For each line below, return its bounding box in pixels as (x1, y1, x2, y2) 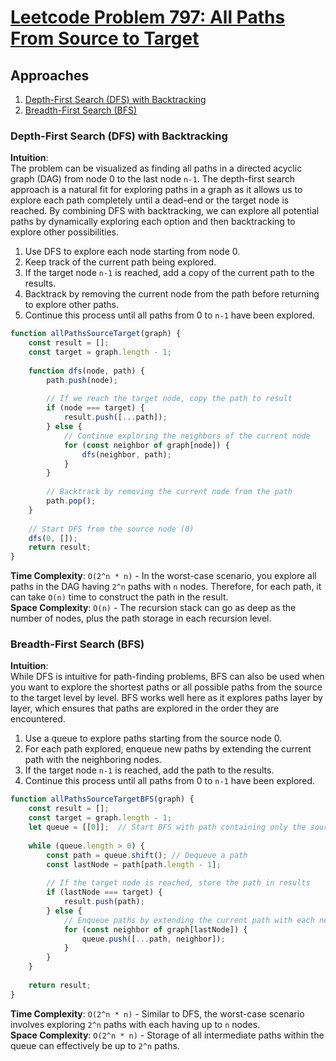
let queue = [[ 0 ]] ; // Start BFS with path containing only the (28, 822, 307, 833)
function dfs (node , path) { (28, 366, 145, 376)
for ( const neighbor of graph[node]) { (63, 440, 230, 450)
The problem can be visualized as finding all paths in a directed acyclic (10, 162, 303, 175)
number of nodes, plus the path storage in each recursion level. (10, 612, 272, 625)
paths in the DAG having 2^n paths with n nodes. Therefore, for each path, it (10, 581, 322, 593)
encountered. (10, 713, 66, 725)
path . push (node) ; (46, 375, 118, 385)
